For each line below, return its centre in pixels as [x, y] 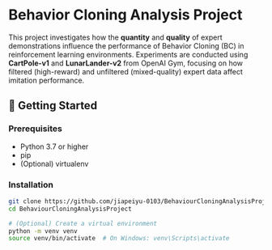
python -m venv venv [43, 231]
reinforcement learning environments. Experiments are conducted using [128, 54]
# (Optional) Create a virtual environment [83, 223]
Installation [31, 184]
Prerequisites [35, 129]
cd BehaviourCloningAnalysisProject [70, 209]
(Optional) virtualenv [54, 163]
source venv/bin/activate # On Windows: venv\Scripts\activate [119, 239]
